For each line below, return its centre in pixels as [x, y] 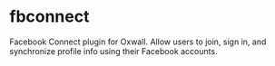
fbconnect [49, 17]
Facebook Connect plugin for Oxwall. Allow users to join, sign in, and [138, 42]
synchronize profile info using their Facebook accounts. [113, 51]
